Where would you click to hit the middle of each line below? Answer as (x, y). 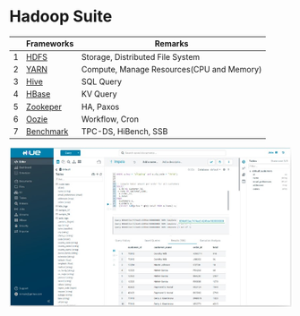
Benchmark (47, 132)
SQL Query (102, 81)
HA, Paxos (100, 107)
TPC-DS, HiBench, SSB (124, 132)
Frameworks (50, 44)
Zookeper (44, 107)
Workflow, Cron (110, 119)
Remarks (171, 44)
